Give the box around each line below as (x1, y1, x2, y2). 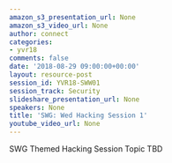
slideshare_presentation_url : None (9, 94, 140, 104)
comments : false (9, 54, 69, 63)
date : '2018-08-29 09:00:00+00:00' (9, 63, 140, 71)
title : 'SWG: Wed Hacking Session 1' (9, 111, 148, 120)
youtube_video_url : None (9, 120, 101, 129)
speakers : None (9, 103, 65, 112)
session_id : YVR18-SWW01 (9, 78, 101, 87)
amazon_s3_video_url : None (9, 21, 108, 30)
